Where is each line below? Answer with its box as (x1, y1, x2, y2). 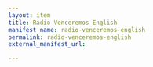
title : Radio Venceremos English (8, 19, 118, 26)
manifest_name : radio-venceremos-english (8, 26, 146, 33)
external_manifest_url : (8, 41, 86, 48)
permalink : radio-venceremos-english (8, 33, 132, 41)
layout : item (8, 11, 51, 19)
